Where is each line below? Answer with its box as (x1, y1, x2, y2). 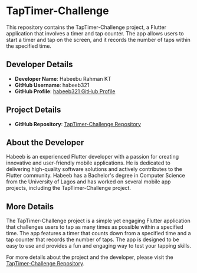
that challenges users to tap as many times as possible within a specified (6, 223, 184, 231)
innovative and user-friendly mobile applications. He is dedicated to (6, 159, 171, 166)
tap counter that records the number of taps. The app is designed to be (6, 236, 179, 243)
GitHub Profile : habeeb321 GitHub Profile (14, 87, 116, 95)
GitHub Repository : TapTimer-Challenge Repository (14, 120, 142, 127)
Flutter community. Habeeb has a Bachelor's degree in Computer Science (6, 172, 185, 179)
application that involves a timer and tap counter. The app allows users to (6, 29, 184, 37)
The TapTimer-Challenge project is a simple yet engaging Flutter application (6, 217, 191, 225)
